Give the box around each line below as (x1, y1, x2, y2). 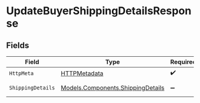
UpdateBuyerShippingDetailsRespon (6, 4, 192, 18)
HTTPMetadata (60, 69, 104, 78)
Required (170, 58, 196, 66)
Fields (6, 40, 30, 50)
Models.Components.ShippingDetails (60, 84, 165, 92)
